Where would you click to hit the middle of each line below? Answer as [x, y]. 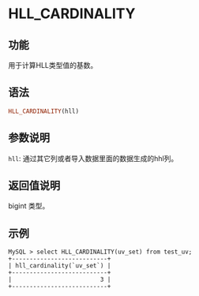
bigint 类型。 [29, 206]
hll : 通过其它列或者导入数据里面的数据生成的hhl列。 [93, 158]
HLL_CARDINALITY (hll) [44, 111]
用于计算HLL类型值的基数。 [53, 65]
